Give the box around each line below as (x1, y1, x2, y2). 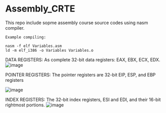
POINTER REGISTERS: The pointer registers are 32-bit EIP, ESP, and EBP (5, 71, 156, 78)
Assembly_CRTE (5, 3, 76, 15)
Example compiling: (5, 35, 46, 40)
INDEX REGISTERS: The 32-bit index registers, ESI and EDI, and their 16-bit (5, 96, 161, 102)
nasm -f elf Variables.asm (5, 43, 62, 48)
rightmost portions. (5, 101, 45, 108)
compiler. (5, 25, 25, 31)
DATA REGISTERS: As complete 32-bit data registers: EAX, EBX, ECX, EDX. (5, 56, 160, 63)
